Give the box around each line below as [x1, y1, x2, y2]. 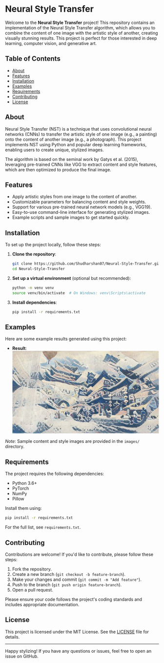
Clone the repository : [12, 251, 57, 257]
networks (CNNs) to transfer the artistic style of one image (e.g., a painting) [5, 131, 157, 137]
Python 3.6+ [12, 480, 38, 486]
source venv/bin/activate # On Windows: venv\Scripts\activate [12, 290, 146, 296]
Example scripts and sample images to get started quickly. [12, 214, 130, 221]
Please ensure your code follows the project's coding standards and [5, 596, 143, 602]
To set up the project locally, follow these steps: [5, 242, 102, 248]
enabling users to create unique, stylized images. [5, 147, 104, 153]
